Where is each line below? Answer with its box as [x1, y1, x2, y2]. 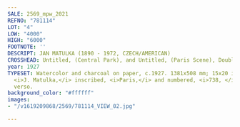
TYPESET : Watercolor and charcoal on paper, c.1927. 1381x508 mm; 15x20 [7, 70, 229, 77]
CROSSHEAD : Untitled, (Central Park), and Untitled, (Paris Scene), [7, 57, 216, 64]
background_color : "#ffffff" [7, 89, 94, 96]
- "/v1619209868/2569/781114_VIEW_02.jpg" [7, 103, 136, 110]
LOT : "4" [7, 23, 34, 31]
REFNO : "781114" [7, 17, 56, 24]
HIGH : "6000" [7, 37, 46, 44]
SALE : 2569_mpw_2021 [7, 10, 69, 18]
